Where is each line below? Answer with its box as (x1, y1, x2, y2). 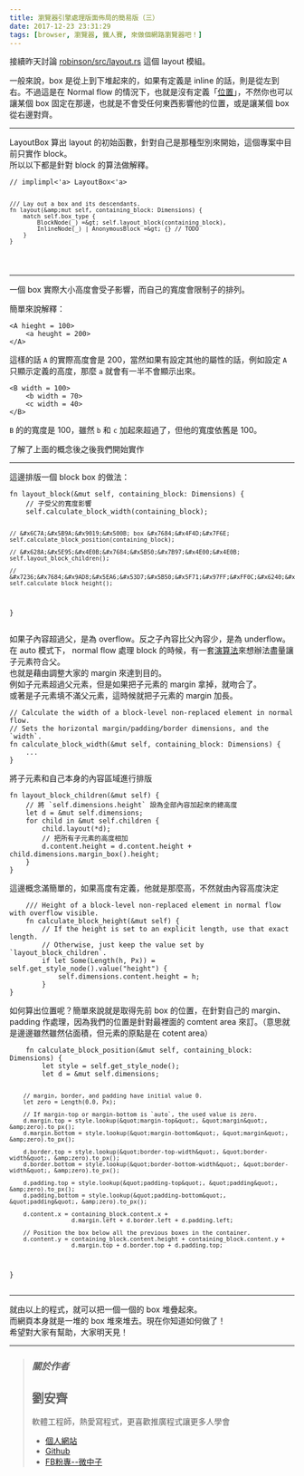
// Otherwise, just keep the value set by (42, 940, 204, 950)
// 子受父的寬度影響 (25, 499, 92, 508)
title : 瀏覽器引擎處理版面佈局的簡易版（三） (9, 13, 160, 23)
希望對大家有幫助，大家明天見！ (9, 1326, 128, 1337)
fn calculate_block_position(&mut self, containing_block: (25, 1046, 253, 1055)
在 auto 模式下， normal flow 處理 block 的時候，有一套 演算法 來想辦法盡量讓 (9, 644, 294, 655)
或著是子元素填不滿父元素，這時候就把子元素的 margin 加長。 (9, 690, 238, 700)
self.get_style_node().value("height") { (9, 964, 168, 973)
